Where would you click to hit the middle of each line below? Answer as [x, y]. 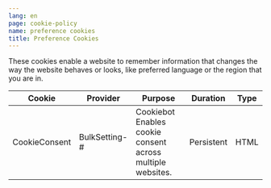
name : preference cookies [52, 31]
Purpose [159, 98]
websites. [154, 173]
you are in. [26, 78]
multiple [151, 162]
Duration [208, 98]
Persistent [208, 142]
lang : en [23, 16]
